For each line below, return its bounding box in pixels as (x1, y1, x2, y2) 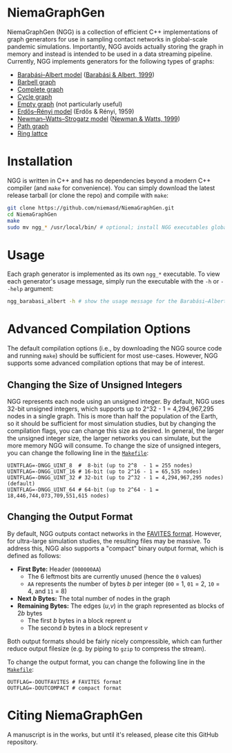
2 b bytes (17, 608, 43, 617)
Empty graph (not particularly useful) (17, 100, 123, 108)
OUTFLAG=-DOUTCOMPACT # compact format (7, 685, 122, 691)
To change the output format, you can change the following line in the (7, 658, 206, 666)
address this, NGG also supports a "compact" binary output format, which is (7, 544, 224, 552)
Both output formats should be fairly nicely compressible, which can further (7, 637, 222, 645)
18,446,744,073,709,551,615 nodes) (7, 492, 110, 499)
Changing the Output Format (7, 511, 133, 523)
